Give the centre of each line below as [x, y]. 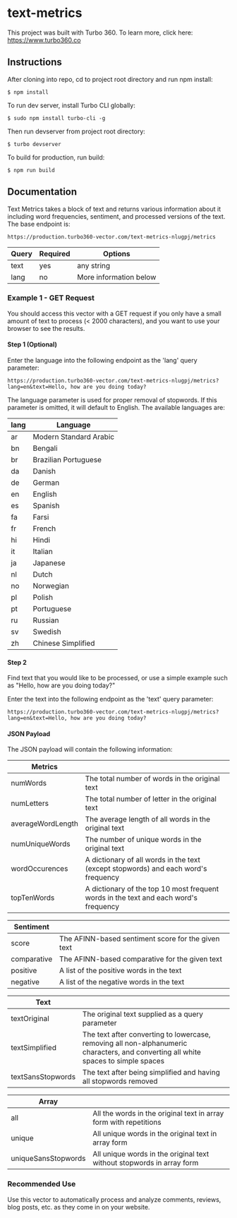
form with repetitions [127, 1122]
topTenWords [33, 898]
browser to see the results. [46, 328]
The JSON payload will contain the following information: [90, 749]
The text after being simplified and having [151, 1073]
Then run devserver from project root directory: [77, 131]
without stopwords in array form [146, 1163]
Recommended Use [42, 1184]
